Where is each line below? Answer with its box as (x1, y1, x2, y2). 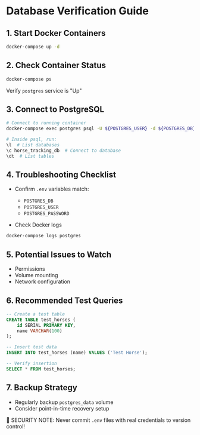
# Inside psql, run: (6, 136, 58, 143)
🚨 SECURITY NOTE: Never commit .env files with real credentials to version (6, 416, 191, 424)
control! (6, 422, 26, 430)
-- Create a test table (6, 311, 65, 317)
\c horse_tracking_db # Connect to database (6, 148, 121, 154)
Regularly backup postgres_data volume (14, 399, 114, 406)
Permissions (14, 265, 46, 272)
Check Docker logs (14, 221, 62, 228)
